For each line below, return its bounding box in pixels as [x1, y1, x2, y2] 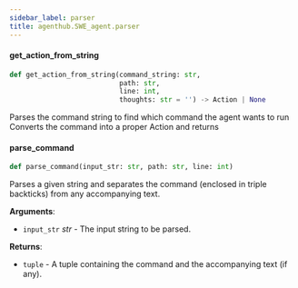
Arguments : [9, 206, 56, 217]
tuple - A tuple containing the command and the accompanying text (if [22, 259, 288, 270]
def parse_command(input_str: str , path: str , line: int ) [9, 163, 233, 172]
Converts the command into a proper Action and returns [9, 122, 220, 133]
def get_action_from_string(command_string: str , [9, 70, 202, 79]
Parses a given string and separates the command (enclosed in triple [9, 179, 267, 190]
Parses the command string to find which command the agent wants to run [9, 112, 290, 123]
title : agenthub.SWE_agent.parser [9, 22, 141, 31]
